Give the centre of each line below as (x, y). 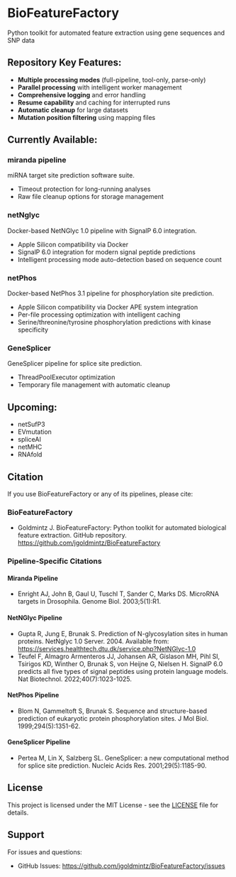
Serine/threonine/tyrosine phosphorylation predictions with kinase (114, 322)
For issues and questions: (45, 852)
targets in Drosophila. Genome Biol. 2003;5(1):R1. (89, 601)
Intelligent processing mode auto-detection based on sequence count (119, 259)
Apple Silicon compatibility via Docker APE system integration (108, 307)
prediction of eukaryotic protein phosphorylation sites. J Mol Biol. (113, 718)
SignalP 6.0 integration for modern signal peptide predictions (107, 252)
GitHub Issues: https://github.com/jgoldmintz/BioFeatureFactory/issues (121, 866)
